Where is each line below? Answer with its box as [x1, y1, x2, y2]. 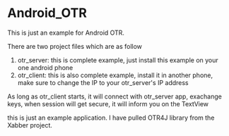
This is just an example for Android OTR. [7, 28, 125, 37]
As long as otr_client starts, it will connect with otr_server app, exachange [7, 92, 223, 101]
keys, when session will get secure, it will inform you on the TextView [7, 99, 209, 108]
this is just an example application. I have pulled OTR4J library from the [7, 113, 215, 122]
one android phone [17, 63, 74, 72]
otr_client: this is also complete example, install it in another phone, [17, 71, 213, 79]
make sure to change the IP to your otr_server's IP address [17, 78, 189, 86]
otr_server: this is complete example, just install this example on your [17, 55, 219, 64]
